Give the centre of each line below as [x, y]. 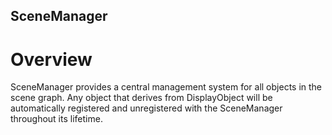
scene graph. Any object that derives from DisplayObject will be [141, 98]
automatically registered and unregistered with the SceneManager [146, 108]
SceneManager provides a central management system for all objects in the [166, 87]
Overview [51, 59]
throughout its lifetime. [56, 119]
